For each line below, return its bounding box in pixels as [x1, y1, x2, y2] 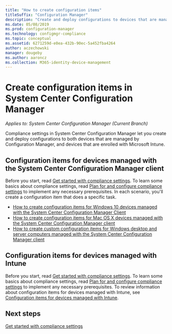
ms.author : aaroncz [5, 55, 47, 60]
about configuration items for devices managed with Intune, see [5, 289, 140, 295]
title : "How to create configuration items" [5, 7, 102, 13]
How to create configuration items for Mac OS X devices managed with [12, 215, 163, 220]
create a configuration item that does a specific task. [5, 194, 117, 200]
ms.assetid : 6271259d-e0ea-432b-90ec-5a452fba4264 [5, 41, 116, 46]
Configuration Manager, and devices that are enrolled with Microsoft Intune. [5, 141, 165, 147]
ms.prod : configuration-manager [5, 27, 74, 32]
